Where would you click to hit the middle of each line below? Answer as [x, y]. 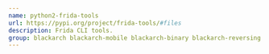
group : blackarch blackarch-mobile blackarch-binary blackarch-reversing [135, 38]
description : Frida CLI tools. [61, 30]
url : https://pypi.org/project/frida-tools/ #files [95, 23]
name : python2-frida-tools [54, 15]
